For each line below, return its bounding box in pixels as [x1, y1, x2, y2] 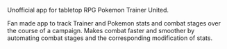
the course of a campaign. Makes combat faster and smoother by [7, 27, 195, 35]
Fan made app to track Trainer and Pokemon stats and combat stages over [7, 19, 221, 27]
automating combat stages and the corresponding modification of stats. [7, 34, 213, 42]
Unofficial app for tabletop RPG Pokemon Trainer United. [7, 6, 169, 14]
